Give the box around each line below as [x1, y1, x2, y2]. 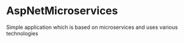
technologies [6, 29, 38, 37]
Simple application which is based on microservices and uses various [6, 24, 178, 31]
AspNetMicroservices [6, 4, 118, 18]
